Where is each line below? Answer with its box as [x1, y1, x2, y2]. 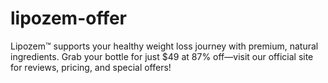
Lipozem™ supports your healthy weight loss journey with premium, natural [10, 40, 319, 52]
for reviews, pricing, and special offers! [10, 61, 172, 73]
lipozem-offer [10, 7, 128, 30]
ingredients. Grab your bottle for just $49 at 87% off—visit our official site [10, 50, 314, 62]
